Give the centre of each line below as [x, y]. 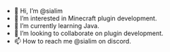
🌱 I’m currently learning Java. [57, 26]
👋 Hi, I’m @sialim [38, 11]
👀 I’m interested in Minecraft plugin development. [85, 18]
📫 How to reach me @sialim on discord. [73, 41]
